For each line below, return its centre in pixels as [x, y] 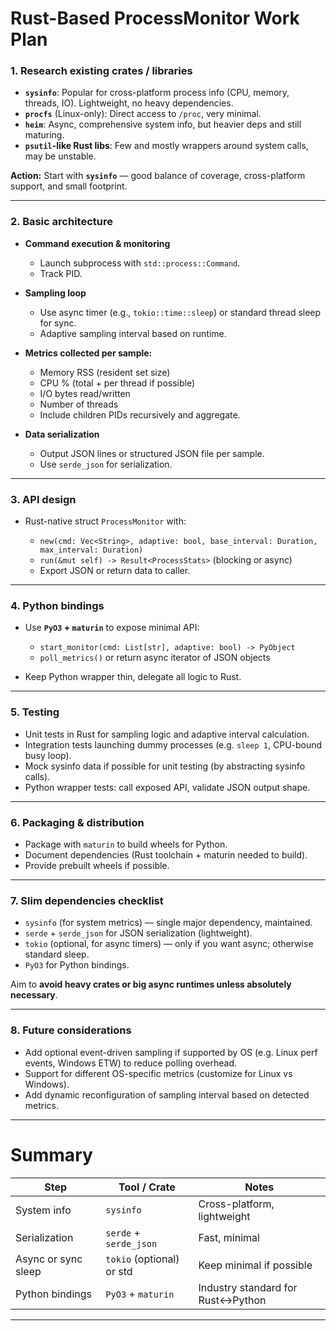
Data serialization [62, 434]
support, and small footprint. [69, 186]
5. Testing [35, 712]
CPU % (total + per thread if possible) [117, 383]
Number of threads [79, 404]
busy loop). [48, 755]
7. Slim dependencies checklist [87, 900]
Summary [51, 1154]
